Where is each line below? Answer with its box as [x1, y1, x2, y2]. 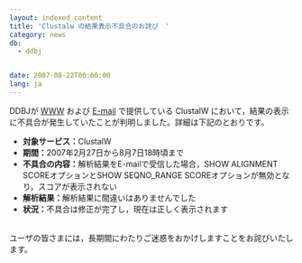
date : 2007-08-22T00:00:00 [9, 71, 111, 80]
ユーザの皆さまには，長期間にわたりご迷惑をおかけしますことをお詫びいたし [9, 232, 294, 243]
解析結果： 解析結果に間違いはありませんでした [22, 192, 197, 203]
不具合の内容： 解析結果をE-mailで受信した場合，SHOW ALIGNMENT [22, 158, 279, 169]
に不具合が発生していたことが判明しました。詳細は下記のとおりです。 [9, 117, 270, 127]
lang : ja [9, 80, 42, 89]
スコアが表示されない [37, 181, 117, 192]
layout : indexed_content [9, 13, 103, 23]
